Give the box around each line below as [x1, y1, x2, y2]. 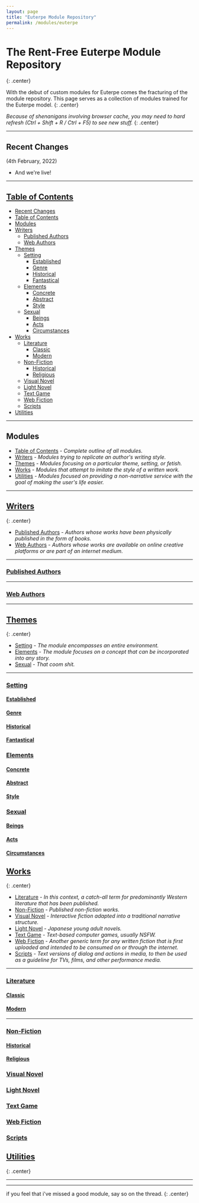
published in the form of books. [14, 535, 92, 542]
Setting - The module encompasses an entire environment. [14, 642, 159, 649]
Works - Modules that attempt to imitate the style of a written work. [14, 466, 180, 473]
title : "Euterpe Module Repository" [6, 14, 97, 20]
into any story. [14, 654, 50, 661]
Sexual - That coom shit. [14, 661, 75, 668]
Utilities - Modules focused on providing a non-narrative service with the [14, 472, 193, 480]
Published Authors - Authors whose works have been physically [14, 528, 172, 536]
